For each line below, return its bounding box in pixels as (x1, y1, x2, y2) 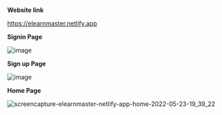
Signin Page (7, 33, 43, 41)
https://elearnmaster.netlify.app (7, 19, 97, 27)
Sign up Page (7, 60, 46, 68)
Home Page (7, 87, 42, 94)
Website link (7, 6, 44, 14)
